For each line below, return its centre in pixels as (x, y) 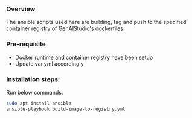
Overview (21, 9)
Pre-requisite (26, 44)
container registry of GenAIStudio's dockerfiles (65, 28)
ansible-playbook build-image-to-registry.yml (66, 109)
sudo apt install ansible (39, 103)
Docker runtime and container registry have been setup (84, 57)
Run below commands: (35, 92)
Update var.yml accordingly (49, 64)
